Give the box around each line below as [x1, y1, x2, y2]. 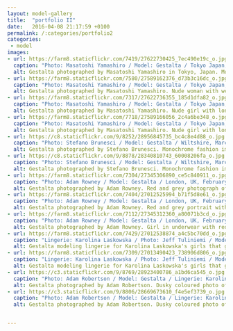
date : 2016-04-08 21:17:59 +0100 [7, 23, 110, 30]
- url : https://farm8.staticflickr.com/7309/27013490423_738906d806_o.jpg [7, 250, 228, 257]
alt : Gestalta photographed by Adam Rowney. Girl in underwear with [13, 223, 216, 230]
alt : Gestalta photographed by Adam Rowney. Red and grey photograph [13, 185, 218, 192]
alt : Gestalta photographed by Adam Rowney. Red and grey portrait [13, 204, 213, 211]
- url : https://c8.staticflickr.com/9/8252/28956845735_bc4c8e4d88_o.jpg [7, 133, 225, 140]
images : [7, 49, 30, 56]
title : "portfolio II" [7, 17, 76, 24]
